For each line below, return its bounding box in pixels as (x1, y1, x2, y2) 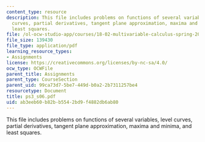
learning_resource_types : (6, 49, 72, 55)
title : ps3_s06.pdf (6, 93, 56, 100)
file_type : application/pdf (6, 43, 78, 49)
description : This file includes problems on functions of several (6, 15, 182, 21)
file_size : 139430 (6, 37, 53, 43)
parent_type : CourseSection (6, 76, 78, 83)
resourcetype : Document (6, 88, 67, 94)
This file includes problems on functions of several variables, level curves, (6, 116, 193, 123)
